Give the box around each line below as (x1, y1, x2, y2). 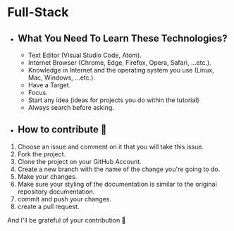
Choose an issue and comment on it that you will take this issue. (17, 142, 204, 151)
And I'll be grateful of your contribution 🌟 (7, 216, 126, 224)
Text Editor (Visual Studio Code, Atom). (27, 51, 142, 59)
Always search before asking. (27, 104, 115, 111)
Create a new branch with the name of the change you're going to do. (17, 165, 221, 173)
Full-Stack (7, 4, 69, 20)
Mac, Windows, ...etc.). (27, 73, 95, 82)
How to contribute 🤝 (17, 124, 107, 136)
